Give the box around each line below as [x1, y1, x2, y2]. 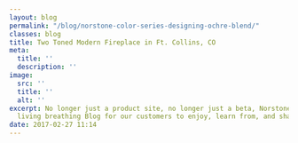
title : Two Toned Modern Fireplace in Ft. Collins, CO [9, 37, 216, 47]
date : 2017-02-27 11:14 [9, 121, 98, 130]
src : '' [17, 79, 46, 88]
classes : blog [9, 29, 62, 38]
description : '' [17, 63, 77, 72]
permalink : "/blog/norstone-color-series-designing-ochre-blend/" [9, 21, 260, 30]
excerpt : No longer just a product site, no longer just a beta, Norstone [9, 104, 292, 113]
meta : [9, 46, 29, 55]
